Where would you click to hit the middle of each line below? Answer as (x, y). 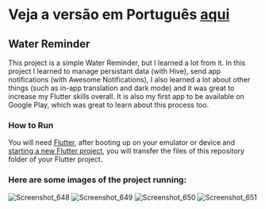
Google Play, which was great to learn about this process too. (109, 105)
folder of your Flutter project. (56, 159)
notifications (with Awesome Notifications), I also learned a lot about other (129, 80)
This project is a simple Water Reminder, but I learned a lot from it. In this (127, 63)
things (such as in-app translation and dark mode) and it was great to (121, 88)
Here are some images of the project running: (98, 180)
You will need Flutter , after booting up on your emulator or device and (122, 142)
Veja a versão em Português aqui (119, 15)
